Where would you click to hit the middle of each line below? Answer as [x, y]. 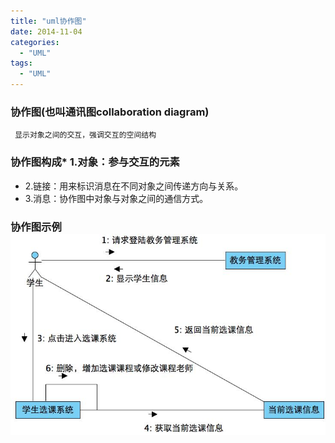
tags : [21, 63]
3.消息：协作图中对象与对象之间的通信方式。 [116, 198]
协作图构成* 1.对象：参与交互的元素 [95, 162]
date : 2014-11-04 [46, 31]
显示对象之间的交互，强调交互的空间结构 [85, 135]
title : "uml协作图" [48, 21]
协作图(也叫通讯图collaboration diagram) [110, 112]
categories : [35, 42]
